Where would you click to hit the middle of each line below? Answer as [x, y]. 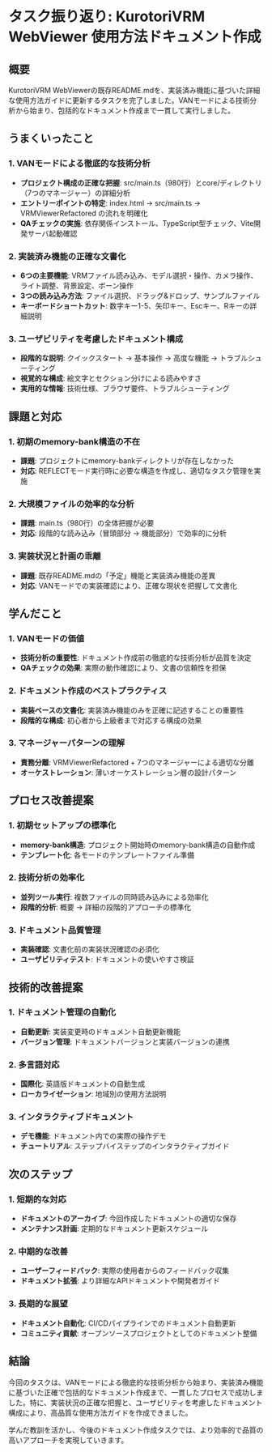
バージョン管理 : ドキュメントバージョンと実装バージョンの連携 [125, 1041]
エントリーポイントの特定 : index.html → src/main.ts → [110, 202]
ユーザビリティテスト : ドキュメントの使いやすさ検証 [107, 960]
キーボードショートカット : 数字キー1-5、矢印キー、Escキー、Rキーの [135, 305]
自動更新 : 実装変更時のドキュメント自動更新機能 [100, 1031]
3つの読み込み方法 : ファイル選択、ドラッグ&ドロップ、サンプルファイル [140, 296]
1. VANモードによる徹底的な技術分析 [80, 164]
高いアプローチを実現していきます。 [68, 1440]
